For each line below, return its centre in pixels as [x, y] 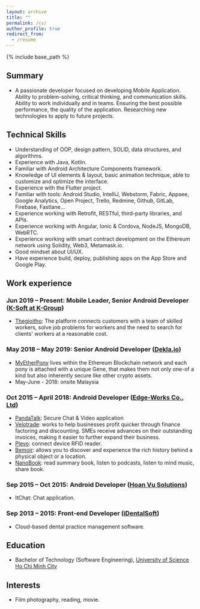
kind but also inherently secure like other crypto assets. [83, 375]
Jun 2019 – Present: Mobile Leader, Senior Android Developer [98, 300]
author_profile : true [33, 29]
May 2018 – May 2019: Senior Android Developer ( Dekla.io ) [94, 350]
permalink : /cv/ [26, 23]
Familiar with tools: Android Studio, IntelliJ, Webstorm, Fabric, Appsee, [102, 194]
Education [26, 545]
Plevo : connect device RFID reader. [58, 444]
